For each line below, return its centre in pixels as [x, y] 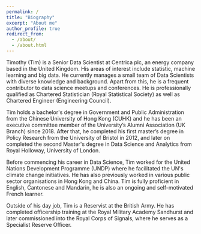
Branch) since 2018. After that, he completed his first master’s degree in [95, 131]
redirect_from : [25, 34]
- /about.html [29, 46]
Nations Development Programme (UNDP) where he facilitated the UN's [95, 168]
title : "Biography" [31, 17]
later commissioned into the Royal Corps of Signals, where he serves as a [97, 218]
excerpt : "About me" [32, 23]
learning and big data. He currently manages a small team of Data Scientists [100, 75]
